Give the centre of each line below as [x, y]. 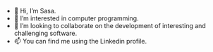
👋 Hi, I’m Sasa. [35, 11]
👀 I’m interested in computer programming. [76, 18]
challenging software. [45, 33]
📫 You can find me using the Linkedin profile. [80, 41]
